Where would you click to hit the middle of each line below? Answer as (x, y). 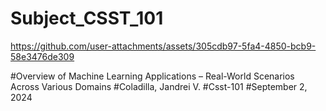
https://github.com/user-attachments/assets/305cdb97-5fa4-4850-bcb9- (163, 46)
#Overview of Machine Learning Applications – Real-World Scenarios (152, 76)
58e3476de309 (42, 56)
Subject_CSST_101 (87, 18)
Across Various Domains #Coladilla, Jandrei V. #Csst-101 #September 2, (159, 86)
